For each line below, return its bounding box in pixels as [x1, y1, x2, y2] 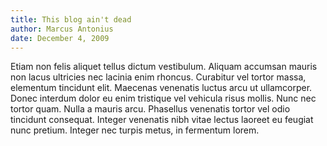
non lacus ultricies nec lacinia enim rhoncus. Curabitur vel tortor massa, [10, 71, 307, 83]
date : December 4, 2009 [10, 33, 110, 43]
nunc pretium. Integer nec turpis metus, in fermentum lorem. [10, 124, 260, 136]
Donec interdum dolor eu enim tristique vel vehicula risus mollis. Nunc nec [10, 92, 317, 105]
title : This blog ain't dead [10, 14, 132, 25]
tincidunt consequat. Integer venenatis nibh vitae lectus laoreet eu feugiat [10, 114, 314, 126]
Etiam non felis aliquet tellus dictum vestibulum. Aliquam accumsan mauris [10, 61, 318, 73]
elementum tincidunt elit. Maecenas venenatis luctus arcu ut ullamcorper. [10, 82, 313, 94]
